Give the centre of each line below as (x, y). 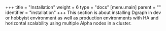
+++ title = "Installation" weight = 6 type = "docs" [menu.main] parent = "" (83, 7)
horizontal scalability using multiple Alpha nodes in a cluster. (69, 23)
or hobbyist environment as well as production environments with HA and (82, 18)
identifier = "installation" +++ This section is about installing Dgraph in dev (83, 12)
